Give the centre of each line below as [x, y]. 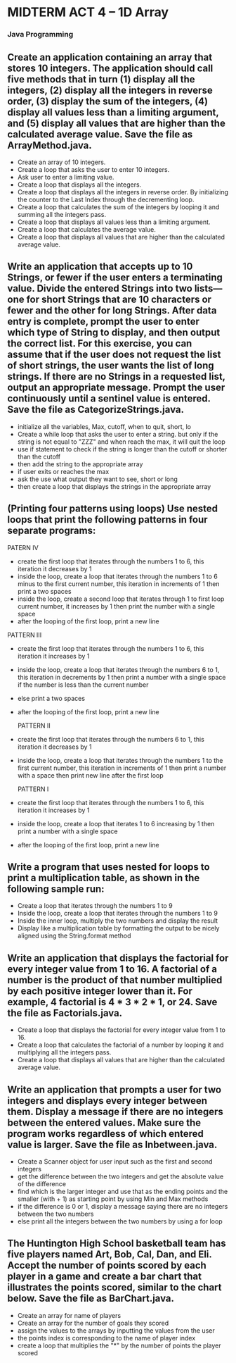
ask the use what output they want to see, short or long [97, 479]
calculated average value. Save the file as [100, 134]
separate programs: [52, 531]
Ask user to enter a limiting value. [66, 177]
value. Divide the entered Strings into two [100, 288]
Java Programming [40, 35]
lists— [208, 288]
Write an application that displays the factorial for [118, 958]
